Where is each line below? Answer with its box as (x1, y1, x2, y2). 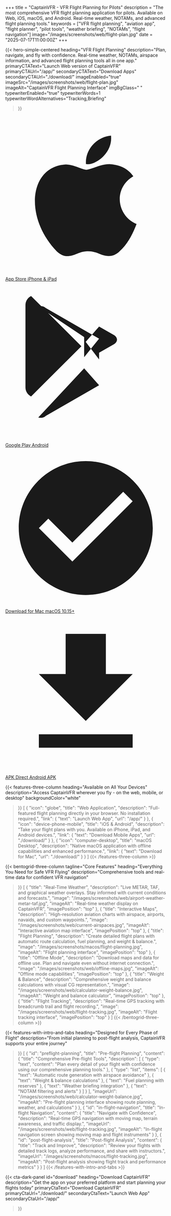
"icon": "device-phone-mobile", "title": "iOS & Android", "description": (17, 821, 165, 827)
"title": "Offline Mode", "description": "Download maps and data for (17, 955, 159, 960)
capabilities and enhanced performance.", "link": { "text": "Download (17, 848, 162, 854)
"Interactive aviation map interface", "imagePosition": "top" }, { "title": (17, 928, 164, 933)
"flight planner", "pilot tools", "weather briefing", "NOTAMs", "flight (5, 26, 145, 32)
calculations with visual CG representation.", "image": (17, 982, 130, 987)
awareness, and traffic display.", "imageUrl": (17, 1121, 111, 1127)
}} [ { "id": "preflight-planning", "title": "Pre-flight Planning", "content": (17, 1050, 165, 1056)
